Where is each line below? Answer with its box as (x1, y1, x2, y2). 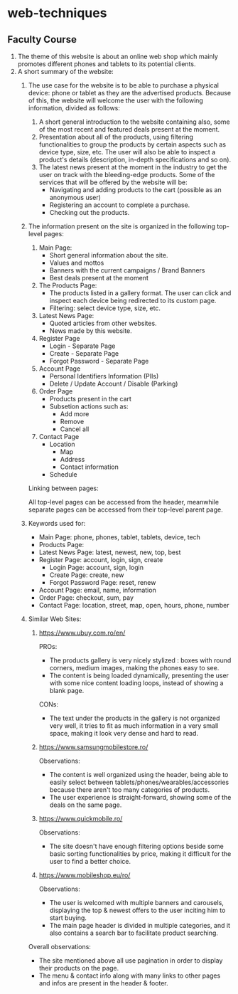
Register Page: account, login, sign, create (38, 556, 163, 564)
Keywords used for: (28, 519, 86, 527)
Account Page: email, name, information (38, 586, 156, 594)
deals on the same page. (49, 800, 122, 809)
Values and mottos (49, 258, 104, 267)
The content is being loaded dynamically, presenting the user (49, 671, 229, 680)
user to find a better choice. (49, 857, 131, 865)
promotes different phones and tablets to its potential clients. (17, 60, 196, 68)
